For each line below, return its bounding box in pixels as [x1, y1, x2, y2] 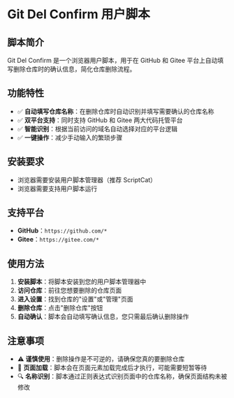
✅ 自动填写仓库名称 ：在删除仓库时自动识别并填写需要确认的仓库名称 [17, 107, 214, 115]
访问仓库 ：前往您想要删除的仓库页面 [17, 286, 122, 295]
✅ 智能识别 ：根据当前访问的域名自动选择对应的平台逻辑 [17, 124, 178, 133]
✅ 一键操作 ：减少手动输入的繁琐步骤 [17, 133, 123, 142]
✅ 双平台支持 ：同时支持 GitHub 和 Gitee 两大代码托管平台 [17, 116, 183, 124]
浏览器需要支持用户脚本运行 [17, 184, 98, 193]
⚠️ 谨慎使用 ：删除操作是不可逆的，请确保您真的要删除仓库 [17, 355, 185, 363]
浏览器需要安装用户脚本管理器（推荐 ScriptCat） [17, 175, 157, 184]
